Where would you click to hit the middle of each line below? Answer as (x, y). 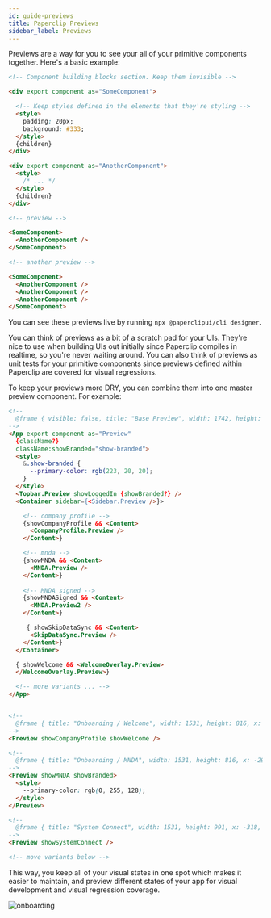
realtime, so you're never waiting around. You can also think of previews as (133, 355)
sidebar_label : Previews (50, 31)
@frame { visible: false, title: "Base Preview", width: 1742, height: (139, 419)
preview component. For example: (65, 396)
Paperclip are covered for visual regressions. (83, 372)
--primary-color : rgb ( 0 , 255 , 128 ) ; (85, 790)
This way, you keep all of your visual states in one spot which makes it (125, 872)
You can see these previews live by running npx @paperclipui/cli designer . (135, 322)
